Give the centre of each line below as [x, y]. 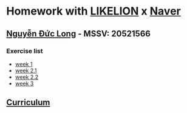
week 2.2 [27, 77]
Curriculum [28, 102]
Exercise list [25, 51]
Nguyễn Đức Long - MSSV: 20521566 [78, 34]
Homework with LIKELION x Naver [93, 11]
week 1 [24, 64]
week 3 [24, 83]
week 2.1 [26, 70]
